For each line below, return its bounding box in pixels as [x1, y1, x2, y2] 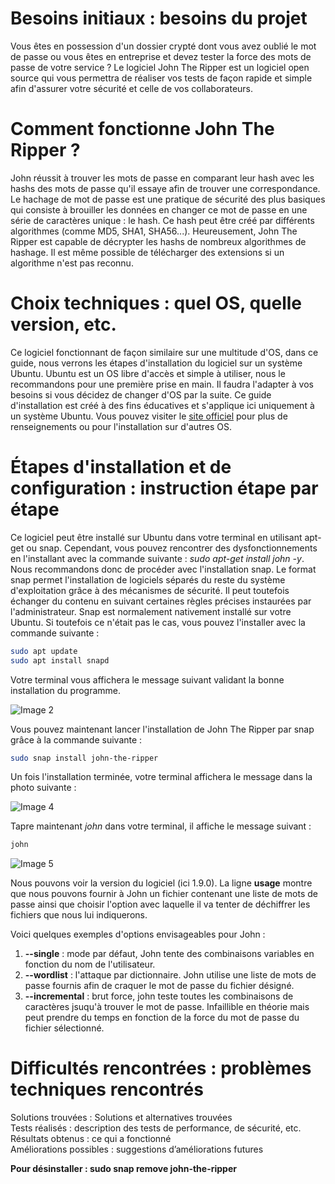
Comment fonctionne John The [10, 118, 275, 141]
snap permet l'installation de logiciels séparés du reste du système [10, 573, 286, 586]
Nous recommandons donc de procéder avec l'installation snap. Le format [10, 563, 317, 575]
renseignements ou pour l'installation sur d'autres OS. [10, 420, 232, 432]
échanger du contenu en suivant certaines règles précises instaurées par [10, 595, 312, 607]
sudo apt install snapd [10, 655, 110, 666]
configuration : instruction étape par [10, 477, 319, 499]
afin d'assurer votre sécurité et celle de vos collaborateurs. [10, 82, 254, 94]
